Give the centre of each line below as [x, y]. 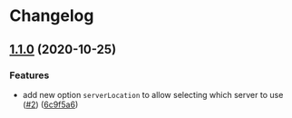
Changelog [52, 16]
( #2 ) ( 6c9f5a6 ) [50, 104]
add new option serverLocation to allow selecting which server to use [153, 94]
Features [29, 75]
